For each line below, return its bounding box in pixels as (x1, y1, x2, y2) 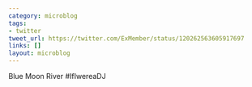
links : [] (8, 42, 42, 50)
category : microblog (8, 11, 79, 20)
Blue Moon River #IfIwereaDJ (8, 72, 107, 81)
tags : (8, 19, 27, 27)
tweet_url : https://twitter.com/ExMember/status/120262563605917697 (8, 34, 245, 43)
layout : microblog (8, 49, 70, 57)
